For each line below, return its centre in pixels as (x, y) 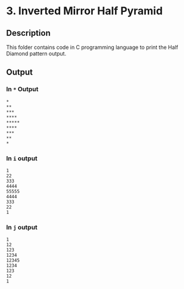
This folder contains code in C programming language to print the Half (92, 47)
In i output (22, 158)
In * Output (22, 89)
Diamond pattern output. (36, 54)
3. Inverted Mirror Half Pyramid (85, 11)
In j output (22, 227)
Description (28, 33)
